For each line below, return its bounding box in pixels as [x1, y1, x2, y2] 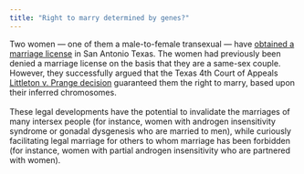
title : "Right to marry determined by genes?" [9, 13, 190, 23]
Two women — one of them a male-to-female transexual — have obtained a [9, 38, 295, 49]
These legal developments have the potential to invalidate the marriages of [9, 106, 290, 117]
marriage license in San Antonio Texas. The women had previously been [9, 47, 281, 59]
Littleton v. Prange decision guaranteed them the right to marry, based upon [9, 77, 295, 87]
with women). [9, 154, 61, 165]
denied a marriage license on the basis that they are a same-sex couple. [9, 57, 281, 68]
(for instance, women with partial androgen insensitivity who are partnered [9, 145, 290, 156]
